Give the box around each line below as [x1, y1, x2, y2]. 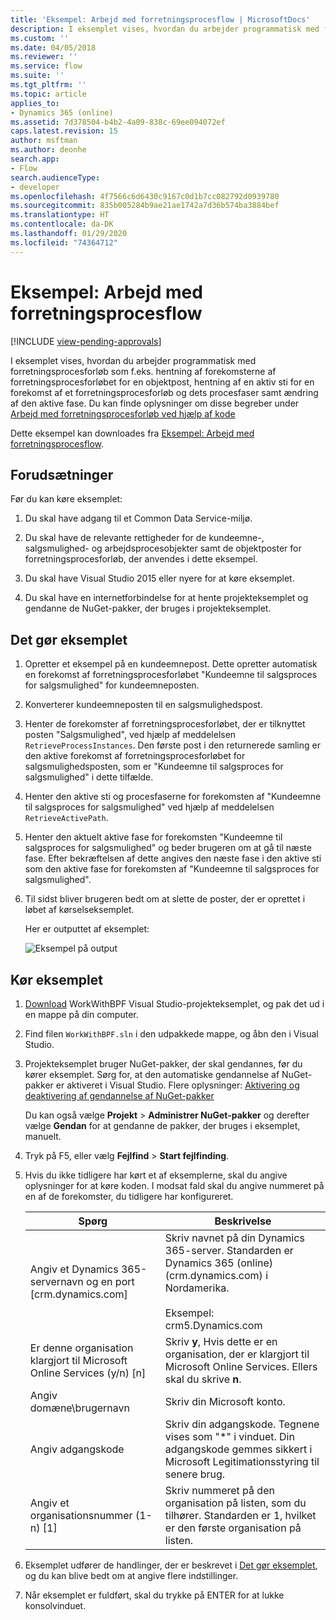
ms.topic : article [10, 89, 87, 99]
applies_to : [10, 98, 60, 108]
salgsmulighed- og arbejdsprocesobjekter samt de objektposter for [24, 542, 302, 555]
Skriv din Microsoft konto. [164, 1395, 286, 1408]
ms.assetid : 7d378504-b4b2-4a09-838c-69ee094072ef [10, 117, 226, 127]
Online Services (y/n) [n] [29, 1366, 147, 1380]
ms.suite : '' [10, 71, 65, 81]
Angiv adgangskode [29, 1442, 125, 1456]
